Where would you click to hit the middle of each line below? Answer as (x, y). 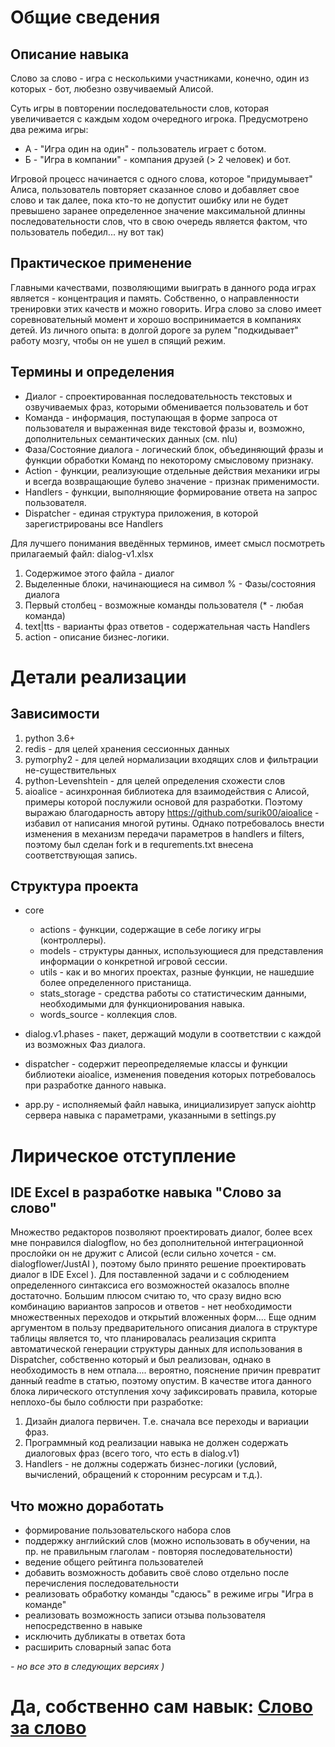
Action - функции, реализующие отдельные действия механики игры (172, 470)
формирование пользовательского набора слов (128, 1530)
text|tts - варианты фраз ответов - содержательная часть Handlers (167, 626)
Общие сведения (85, 17)
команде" (45, 1605)
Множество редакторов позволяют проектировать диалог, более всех (161, 1232)
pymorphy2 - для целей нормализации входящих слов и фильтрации (171, 759)
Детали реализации (98, 677)
